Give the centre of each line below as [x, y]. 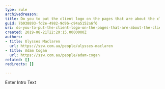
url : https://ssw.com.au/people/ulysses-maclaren [61, 46]
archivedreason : [22, 14]
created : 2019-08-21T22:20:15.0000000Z [46, 32]
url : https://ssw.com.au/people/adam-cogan [55, 55]
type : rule [16, 10]
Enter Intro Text [21, 82]
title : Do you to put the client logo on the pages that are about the [80, 19]
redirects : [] [20, 64]
